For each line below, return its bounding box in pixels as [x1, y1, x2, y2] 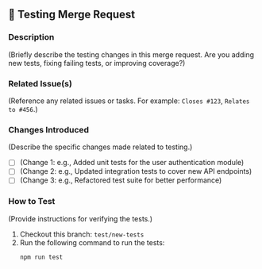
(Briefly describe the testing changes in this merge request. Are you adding [8, 49, 255, 60]
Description [8, 32, 55, 43]
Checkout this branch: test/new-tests [19, 229, 144, 239]
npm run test [19, 253, 64, 261]
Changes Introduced [8, 124, 90, 135]
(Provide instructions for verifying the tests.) [8, 213, 153, 223]
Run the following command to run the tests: [19, 237, 165, 247]
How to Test [8, 196, 56, 207]
